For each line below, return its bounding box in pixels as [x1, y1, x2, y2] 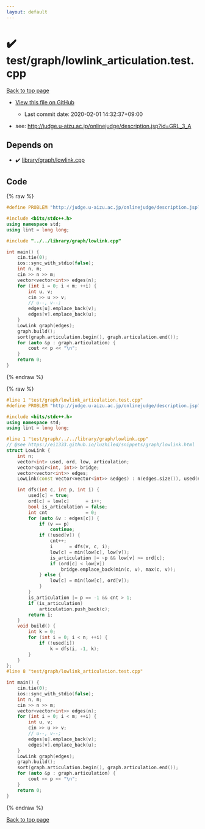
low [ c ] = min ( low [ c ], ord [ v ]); [49, 577, 130, 584]
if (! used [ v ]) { [38, 532, 81, 538]
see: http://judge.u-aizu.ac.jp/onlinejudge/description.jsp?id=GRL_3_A [15, 122, 192, 129]
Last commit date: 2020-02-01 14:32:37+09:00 [24, 110, 143, 118]
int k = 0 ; [28, 629, 56, 635]
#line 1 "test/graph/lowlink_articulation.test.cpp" [6, 397, 143, 403]
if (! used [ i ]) [38, 640, 75, 646]
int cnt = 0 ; [28, 509, 97, 516]
